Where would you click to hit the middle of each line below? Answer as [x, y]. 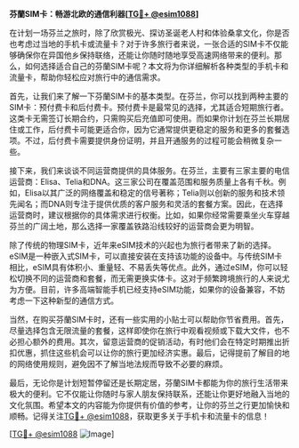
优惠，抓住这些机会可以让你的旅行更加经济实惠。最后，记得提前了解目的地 [153, 353]
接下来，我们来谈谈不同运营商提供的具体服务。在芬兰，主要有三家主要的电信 [149, 171]
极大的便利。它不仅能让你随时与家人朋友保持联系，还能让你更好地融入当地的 [149, 394]
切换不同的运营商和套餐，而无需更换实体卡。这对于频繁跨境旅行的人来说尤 [153, 278]
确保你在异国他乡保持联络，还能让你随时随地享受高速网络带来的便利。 [145, 55]
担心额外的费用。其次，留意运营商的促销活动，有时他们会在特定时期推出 [149, 342]
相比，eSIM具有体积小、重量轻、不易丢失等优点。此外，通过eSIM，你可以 [145, 267]
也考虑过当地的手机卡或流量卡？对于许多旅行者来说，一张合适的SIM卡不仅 [145, 44]
